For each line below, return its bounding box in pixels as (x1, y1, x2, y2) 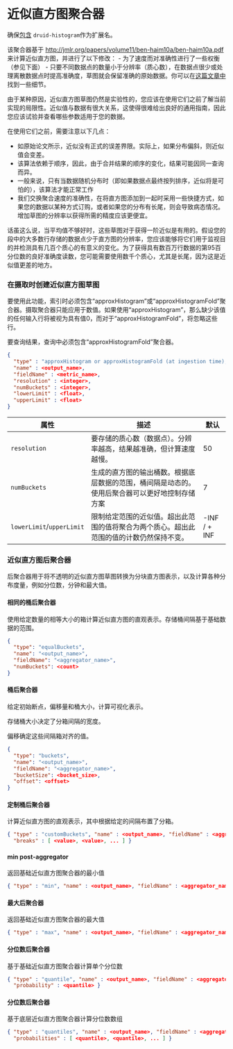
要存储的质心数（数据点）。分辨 (91, 433, 192, 443)
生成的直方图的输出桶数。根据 (91, 468, 189, 477)
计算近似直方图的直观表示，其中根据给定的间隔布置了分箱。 (7, 817, 178, 825)
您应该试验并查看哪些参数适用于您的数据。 (7, 112, 129, 120)
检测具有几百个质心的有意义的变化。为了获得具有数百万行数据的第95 (19, 243, 215, 251)
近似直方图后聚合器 (7, 555, 71, 565)
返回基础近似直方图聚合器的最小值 (7, 869, 105, 877)
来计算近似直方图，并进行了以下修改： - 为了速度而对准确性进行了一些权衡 (7, 53, 221, 63)
